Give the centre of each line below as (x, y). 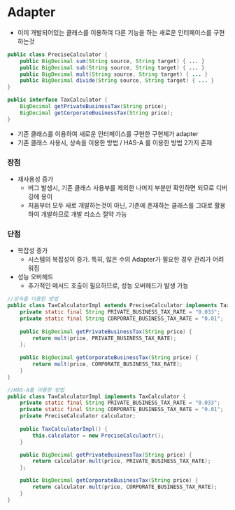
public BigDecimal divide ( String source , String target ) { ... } (117, 81)
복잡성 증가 (33, 250)
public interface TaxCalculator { (58, 100)
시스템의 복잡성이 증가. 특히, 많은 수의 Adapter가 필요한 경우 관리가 (119, 260)
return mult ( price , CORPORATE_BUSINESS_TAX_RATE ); (108, 364)
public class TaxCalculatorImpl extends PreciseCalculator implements (112, 306)
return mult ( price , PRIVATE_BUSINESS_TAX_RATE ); (105, 338)
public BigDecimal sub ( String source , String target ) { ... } (112, 67)
